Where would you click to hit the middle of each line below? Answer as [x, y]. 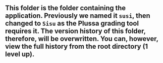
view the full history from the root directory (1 [77, 47]
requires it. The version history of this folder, [76, 31]
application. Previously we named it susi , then [78, 16]
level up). [20, 54]
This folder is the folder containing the [66, 8]
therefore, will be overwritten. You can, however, [82, 39]
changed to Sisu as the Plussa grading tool [72, 23]
